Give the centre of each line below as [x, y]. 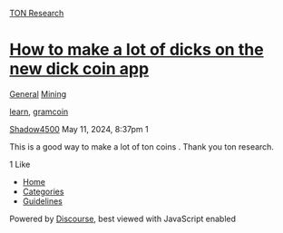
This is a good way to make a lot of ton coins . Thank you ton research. [142, 146]
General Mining [38, 93]
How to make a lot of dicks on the [137, 50]
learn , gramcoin [39, 112]
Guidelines [43, 201]
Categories [43, 191]
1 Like [20, 164]
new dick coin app [79, 69]
